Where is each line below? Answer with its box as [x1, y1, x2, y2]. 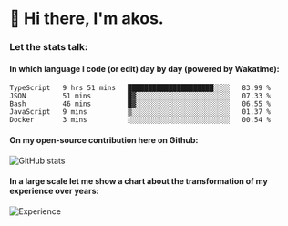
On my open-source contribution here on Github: [9, 134, 199, 145]
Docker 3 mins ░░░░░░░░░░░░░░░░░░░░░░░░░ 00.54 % [9, 116, 272, 125]
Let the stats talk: [9, 41, 88, 54]
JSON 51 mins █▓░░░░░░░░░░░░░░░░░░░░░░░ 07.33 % [9, 91, 272, 101]
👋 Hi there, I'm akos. [9, 8, 164, 29]
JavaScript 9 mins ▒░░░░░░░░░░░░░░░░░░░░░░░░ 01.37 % [9, 108, 272, 117]
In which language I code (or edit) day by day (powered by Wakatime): [9, 63, 280, 74]
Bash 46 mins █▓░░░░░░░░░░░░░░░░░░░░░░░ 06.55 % [9, 99, 272, 108]
